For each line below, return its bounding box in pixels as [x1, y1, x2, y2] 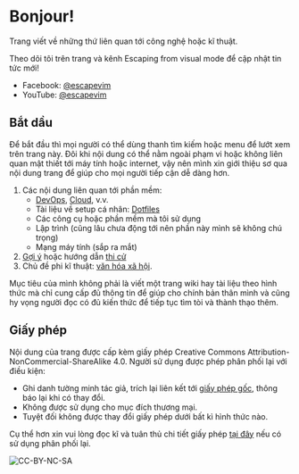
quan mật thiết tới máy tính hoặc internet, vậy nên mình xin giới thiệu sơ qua [9, 158, 288, 169]
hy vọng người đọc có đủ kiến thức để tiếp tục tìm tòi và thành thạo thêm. [9, 296, 278, 307]
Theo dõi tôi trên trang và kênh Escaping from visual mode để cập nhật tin [9, 53, 282, 63]
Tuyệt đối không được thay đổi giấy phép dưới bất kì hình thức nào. [21, 411, 269, 421]
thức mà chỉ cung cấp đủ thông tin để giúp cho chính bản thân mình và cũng [9, 287, 290, 298]
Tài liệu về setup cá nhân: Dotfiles [35, 204, 161, 214]
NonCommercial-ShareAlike [9, 355, 112, 367]
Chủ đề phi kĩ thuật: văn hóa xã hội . [21, 261, 153, 271]
